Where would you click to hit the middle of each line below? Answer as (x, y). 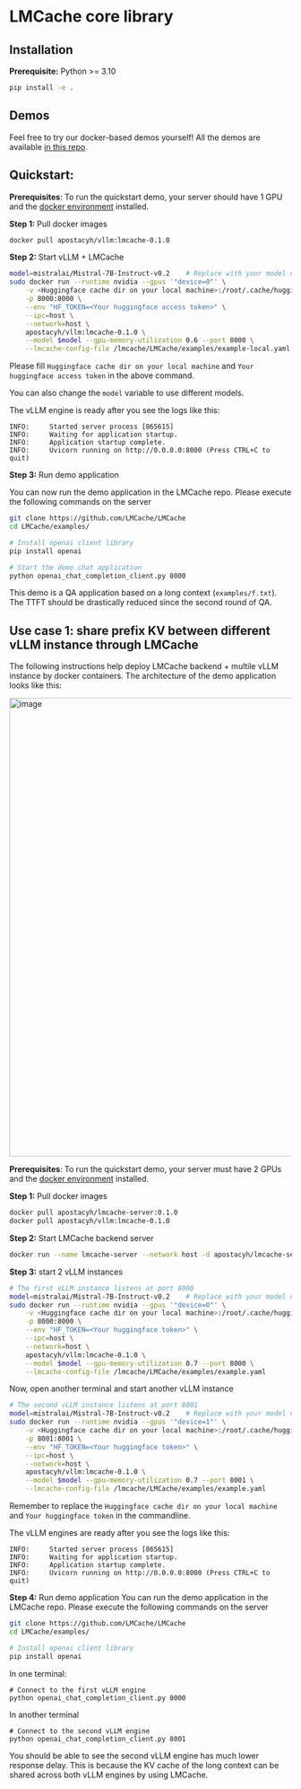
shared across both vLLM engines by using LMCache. (109, 1775)
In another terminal (44, 1714)
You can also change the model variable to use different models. (127, 393)
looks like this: (36, 685)
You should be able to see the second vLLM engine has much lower (134, 1755)
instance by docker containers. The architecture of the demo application (143, 676)
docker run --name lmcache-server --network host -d (110, 1255)
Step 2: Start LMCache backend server (82, 1238)
